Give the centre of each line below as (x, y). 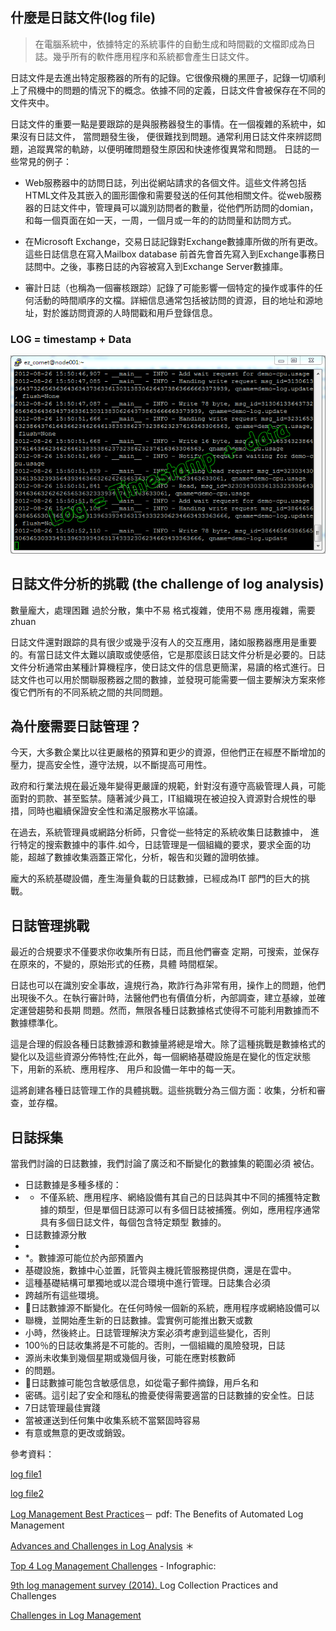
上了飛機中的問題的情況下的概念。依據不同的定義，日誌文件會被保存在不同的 (168, 90)
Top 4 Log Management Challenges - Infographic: (113, 1565)
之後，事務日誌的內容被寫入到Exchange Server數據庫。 (174, 266)
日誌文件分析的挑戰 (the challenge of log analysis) (167, 584)
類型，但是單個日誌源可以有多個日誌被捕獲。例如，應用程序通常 (189, 1209)
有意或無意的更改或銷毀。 (77, 1432)
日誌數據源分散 (55, 1234)
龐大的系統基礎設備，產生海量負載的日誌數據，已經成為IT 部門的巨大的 (156, 879)
